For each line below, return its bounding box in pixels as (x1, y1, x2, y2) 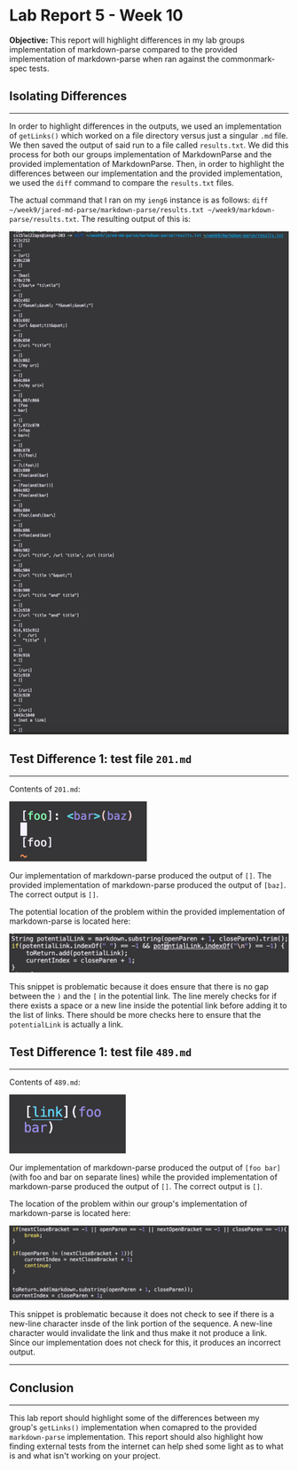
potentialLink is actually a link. (9, 1019, 124, 1030)
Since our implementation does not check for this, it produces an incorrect (9, 1337, 281, 1347)
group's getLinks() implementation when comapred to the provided (9, 1422, 257, 1433)
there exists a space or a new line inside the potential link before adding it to (9, 1000, 287, 1011)
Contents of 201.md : (9, 783, 82, 794)
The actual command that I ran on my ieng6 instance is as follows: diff (9, 195, 269, 205)
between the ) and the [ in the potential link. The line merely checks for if (9, 991, 278, 1002)
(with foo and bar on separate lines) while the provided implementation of (9, 1172, 278, 1182)
